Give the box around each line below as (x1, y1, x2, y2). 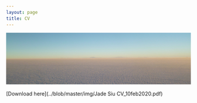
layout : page (6, 9, 38, 15)
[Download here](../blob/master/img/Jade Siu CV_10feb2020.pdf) (6, 90, 163, 97)
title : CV (6, 15, 30, 22)
